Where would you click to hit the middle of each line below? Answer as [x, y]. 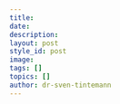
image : [22, 60]
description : [34, 34]
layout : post [34, 43]
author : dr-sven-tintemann [60, 85]
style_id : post [38, 52]
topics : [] [30, 77]
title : [22, 18]
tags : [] [26, 69]
